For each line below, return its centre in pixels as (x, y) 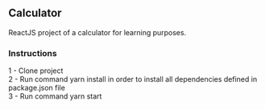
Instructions (33, 53)
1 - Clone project (36, 71)
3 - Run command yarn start (55, 96)
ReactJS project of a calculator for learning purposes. (97, 32)
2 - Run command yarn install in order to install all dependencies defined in (133, 79)
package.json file (37, 88)
